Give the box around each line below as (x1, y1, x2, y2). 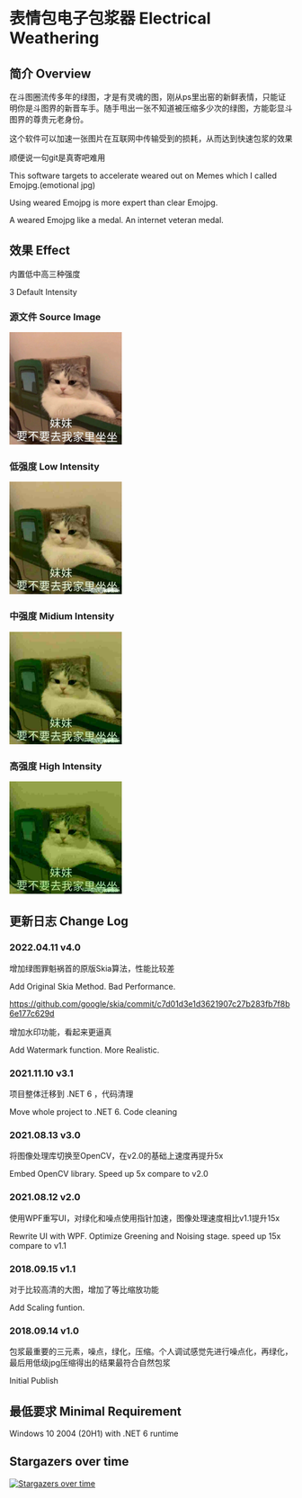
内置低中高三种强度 (9, 268, 81, 279)
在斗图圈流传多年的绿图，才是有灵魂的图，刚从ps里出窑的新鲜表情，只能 (9, 92, 279, 102)
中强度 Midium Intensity (9, 610, 115, 623)
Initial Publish (9, 1376, 58, 1386)
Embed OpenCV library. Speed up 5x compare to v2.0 (9, 1169, 209, 1180)
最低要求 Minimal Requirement (9, 1404, 182, 1419)
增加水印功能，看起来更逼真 (9, 1027, 112, 1037)
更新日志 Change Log (9, 914, 129, 929)
